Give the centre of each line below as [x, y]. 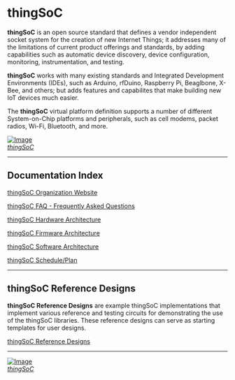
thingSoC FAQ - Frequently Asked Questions [71, 206]
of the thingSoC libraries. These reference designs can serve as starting [111, 320]
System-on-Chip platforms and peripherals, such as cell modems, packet [113, 118]
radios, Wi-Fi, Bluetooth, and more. [58, 126]
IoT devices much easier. [43, 97]
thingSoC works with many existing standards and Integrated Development [116, 75]
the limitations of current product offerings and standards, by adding [106, 47]
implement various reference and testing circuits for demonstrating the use [115, 313]
